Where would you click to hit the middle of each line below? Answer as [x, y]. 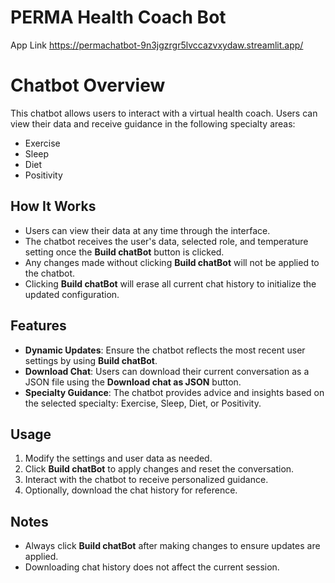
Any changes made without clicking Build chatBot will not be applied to [172, 262]
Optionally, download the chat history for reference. [131, 490]
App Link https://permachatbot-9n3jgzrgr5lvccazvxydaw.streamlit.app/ [157, 45]
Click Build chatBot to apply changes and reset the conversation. [159, 469]
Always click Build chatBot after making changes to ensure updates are [172, 546]
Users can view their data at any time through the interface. [147, 230]
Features [38, 326]
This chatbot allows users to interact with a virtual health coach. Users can [164, 113]
